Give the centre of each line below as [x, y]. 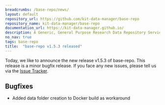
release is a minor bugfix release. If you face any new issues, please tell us [81, 66]
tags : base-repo [22, 42]
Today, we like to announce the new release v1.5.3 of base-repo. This [75, 60]
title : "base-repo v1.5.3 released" [44, 46]
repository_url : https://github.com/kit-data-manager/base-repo [72, 19]
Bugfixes [19, 87]
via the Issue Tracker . [27, 71]
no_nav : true [18, 37]
